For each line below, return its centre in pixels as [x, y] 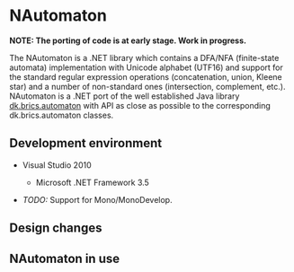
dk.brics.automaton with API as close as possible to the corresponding [140, 105]
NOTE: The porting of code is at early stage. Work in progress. [128, 40]
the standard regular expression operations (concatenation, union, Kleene [146, 76]
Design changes [56, 228]
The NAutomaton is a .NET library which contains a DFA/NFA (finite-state [144, 57]
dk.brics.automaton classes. [62, 115]
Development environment [86, 143]
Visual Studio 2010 [57, 165]
